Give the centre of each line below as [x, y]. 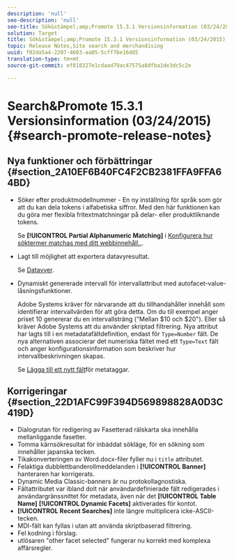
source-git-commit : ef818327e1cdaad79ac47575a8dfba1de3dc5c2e [99, 65]
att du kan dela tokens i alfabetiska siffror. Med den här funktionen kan [119, 207]
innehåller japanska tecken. [56, 452]
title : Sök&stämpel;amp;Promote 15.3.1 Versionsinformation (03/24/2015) [117, 40]
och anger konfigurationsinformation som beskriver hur [96, 348]
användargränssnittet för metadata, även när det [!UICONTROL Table [117, 496]
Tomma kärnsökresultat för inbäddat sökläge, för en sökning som [111, 444]
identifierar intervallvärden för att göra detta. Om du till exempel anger [118, 311]
